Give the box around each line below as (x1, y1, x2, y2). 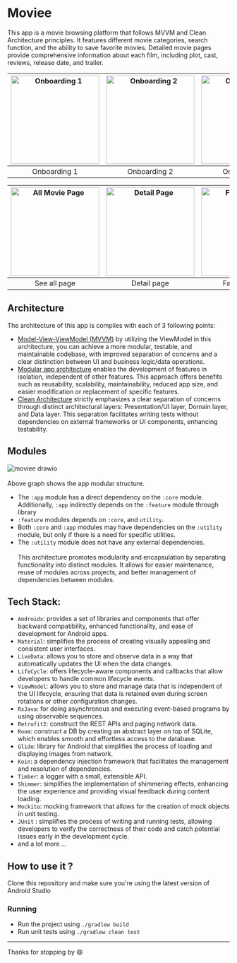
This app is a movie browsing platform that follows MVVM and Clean (7, 28, 207, 37)
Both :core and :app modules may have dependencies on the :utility (17, 523, 223, 531)
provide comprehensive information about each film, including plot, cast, (7, 51, 219, 59)
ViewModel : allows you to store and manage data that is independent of (17, 682, 223, 690)
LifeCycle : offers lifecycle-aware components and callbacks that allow (17, 667, 224, 675)
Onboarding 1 (32, 166, 78, 176)
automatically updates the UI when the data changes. (17, 659, 173, 668)
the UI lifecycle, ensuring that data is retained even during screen (17, 690, 208, 698)
